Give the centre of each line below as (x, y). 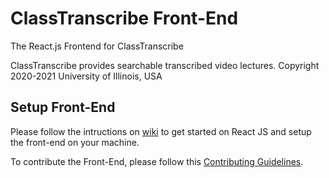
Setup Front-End (63, 107)
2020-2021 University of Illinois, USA (86, 76)
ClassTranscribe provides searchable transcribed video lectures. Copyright (165, 65)
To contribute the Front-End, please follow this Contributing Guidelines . (157, 161)
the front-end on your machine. (75, 142)
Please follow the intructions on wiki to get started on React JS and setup (161, 131)
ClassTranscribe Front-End (124, 18)
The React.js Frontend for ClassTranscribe (97, 46)
